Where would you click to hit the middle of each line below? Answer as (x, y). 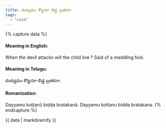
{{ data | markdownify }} (31, 120)
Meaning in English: (27, 46)
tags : (11, 15)
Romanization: (21, 93)
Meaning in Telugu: (26, 69)
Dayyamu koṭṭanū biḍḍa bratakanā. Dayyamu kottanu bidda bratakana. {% (83, 104)
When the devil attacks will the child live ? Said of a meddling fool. (75, 57)
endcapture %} (21, 110)
